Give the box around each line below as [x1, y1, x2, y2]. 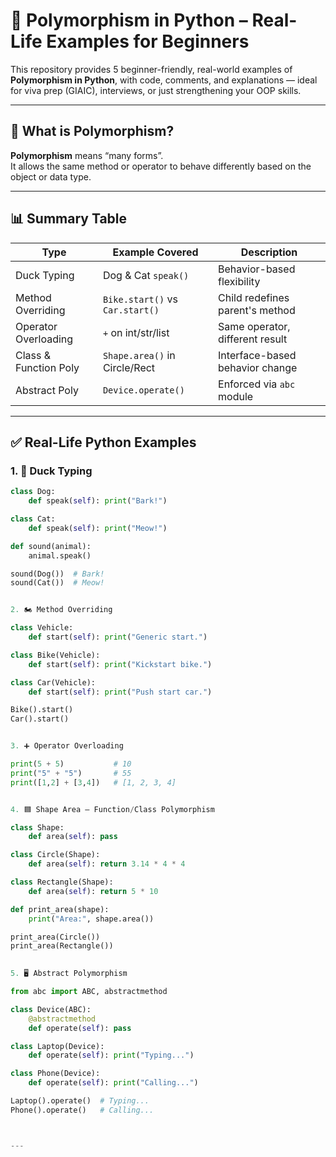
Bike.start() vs [102, 292, 178, 306]
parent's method [218, 303, 296, 317]
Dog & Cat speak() [102, 268, 190, 282]
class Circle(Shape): [10, 850, 101, 860]
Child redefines [218, 290, 290, 304]
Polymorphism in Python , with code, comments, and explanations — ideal [10, 74, 318, 86]
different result [218, 332, 288, 346]
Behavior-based [218, 262, 296, 276]
